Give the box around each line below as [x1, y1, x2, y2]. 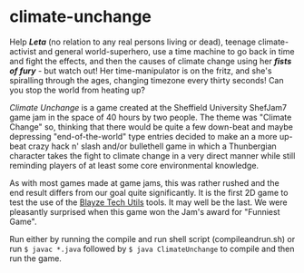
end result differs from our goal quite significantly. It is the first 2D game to [9, 187, 289, 198]
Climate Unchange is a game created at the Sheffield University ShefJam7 [9, 102, 288, 112]
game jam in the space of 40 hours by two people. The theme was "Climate [9, 112, 292, 122]
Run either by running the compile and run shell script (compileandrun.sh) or [9, 233, 296, 244]
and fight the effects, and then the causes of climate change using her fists [9, 55, 292, 66]
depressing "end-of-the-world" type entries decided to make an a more [9, 131, 278, 141]
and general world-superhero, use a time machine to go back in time [37, 45, 295, 56]
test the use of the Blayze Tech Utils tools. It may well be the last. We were [9, 197, 288, 208]
